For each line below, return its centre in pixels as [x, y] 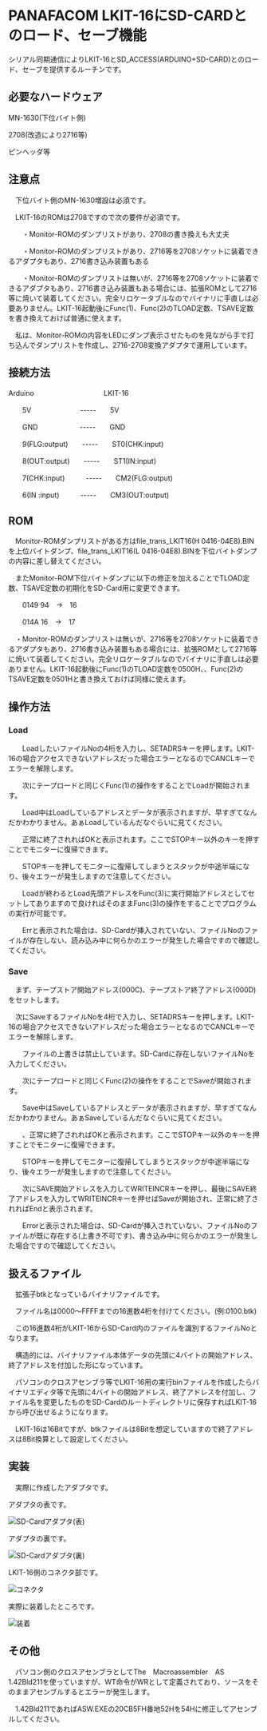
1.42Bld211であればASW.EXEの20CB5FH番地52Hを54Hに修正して [122, 1709]
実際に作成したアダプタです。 [64, 1487]
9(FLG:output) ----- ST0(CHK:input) [93, 445]
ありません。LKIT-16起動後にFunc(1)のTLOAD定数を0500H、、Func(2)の [126, 669]
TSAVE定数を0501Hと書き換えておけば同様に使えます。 [99, 679]
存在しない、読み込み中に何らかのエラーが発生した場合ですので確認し [144, 940]
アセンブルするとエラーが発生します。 [91, 1692]
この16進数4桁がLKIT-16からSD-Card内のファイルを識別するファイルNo [133, 1328]
